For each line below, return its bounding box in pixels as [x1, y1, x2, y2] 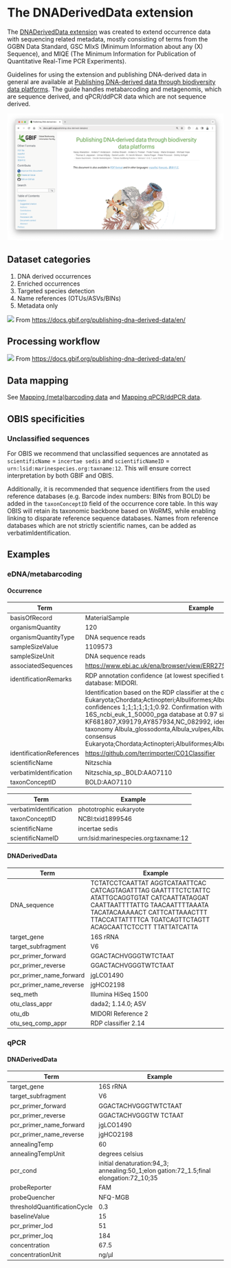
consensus [85, 732, 117, 740]
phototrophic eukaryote [78, 805, 145, 813]
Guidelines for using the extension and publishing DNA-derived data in [7, 70, 207, 79]
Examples [7, 548, 50, 560]
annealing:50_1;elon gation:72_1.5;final [98, 1167, 211, 1175]
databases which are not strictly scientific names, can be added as [7, 521, 197, 529]
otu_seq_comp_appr [10, 1019, 67, 1027]
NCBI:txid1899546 [78, 815, 133, 823]
